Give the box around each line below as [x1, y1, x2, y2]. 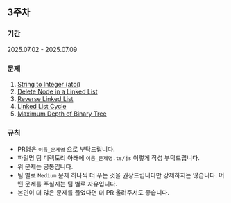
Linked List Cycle [17, 102, 67, 110]
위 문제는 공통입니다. [17, 162, 74, 171]
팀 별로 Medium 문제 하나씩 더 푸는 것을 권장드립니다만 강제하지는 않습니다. [17, 171, 217, 179]
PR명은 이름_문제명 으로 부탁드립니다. [17, 145, 116, 154]
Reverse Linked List [17, 94, 74, 103]
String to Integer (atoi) [17, 80, 81, 88]
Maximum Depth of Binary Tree [17, 109, 107, 118]
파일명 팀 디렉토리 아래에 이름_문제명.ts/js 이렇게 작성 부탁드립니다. [17, 154, 200, 162]
